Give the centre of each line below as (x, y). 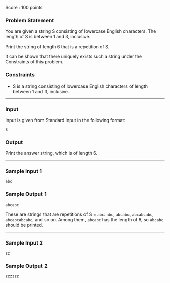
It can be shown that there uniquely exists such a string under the (74, 56)
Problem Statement (30, 20)
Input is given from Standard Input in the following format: (65, 120)
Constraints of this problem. (34, 62)
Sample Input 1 (24, 171)
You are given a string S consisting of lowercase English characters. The (81, 31)
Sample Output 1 (26, 194)
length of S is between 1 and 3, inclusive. (48, 37)
